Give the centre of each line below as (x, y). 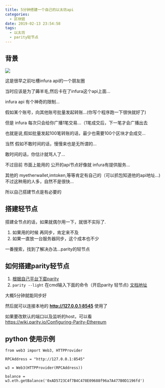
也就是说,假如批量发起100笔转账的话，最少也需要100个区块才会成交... (75, 133)
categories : (17, 14)
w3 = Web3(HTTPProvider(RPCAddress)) (44, 368)
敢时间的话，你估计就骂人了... (35, 154)
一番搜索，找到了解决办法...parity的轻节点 (48, 249)
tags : (11, 28)
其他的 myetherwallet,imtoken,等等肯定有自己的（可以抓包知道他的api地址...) (83, 175)
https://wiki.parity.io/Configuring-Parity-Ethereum (56, 322)
